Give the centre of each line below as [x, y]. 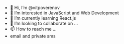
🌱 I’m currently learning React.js [43, 18]
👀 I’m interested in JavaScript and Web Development [64, 13]
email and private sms [33, 36]
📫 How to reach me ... [33, 29]
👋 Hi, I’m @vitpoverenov [35, 8]
